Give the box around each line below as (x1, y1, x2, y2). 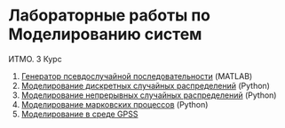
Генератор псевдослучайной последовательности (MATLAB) (20, 70, 253, 81)
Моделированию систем (8, 24, 202, 44)
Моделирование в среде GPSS (20, 108, 139, 119)
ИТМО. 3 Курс (8, 53, 63, 64)
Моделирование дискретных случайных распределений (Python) (20, 80, 270, 91)
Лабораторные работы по (8, 5, 210, 26)
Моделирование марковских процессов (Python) (20, 99, 209, 109)
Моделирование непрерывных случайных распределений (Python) (20, 90, 277, 100)
